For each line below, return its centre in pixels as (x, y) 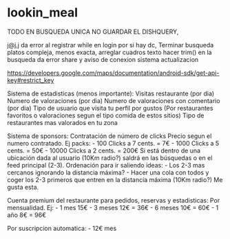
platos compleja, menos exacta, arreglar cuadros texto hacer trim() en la (109, 52)
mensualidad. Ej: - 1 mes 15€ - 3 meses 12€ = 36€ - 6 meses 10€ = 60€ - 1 (113, 207)
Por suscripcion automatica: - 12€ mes (62, 228)
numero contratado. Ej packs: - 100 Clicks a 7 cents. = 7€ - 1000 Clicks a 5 (113, 143)
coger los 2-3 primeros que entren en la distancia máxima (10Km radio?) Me (115, 179)
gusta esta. (23, 187)
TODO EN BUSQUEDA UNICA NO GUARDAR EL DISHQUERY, (93, 32)
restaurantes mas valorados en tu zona (63, 122)
